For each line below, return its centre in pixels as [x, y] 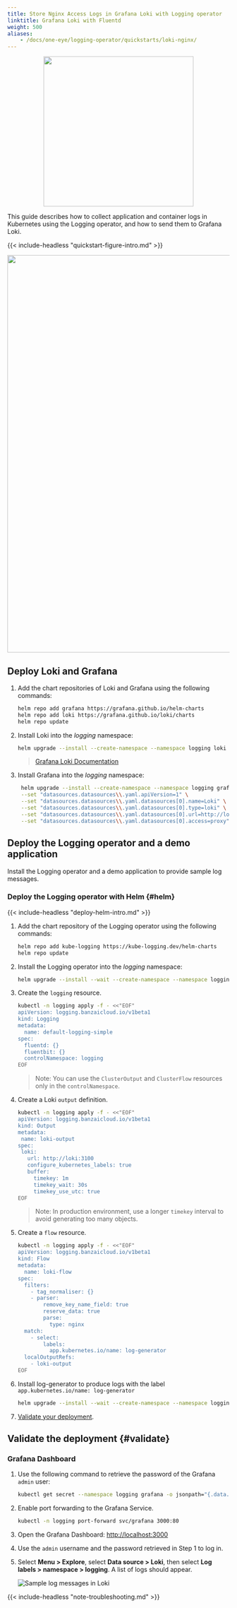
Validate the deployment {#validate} [89, 1439]
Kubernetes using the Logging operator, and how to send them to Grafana [115, 224]
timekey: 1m [51, 1178]
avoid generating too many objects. [86, 1219]
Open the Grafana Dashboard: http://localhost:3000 [93, 1535]
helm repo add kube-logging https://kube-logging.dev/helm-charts [117, 946]
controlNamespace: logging [64, 1058]
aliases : [20, 34]
